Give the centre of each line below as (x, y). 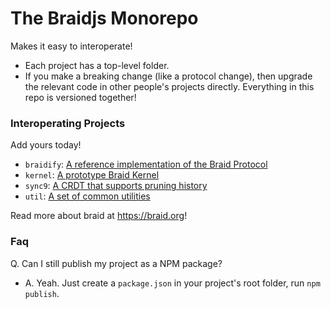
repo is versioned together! (80, 97)
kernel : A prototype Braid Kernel (92, 175)
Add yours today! (46, 145)
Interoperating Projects (68, 123)
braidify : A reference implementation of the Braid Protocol (146, 164)
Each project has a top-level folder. (97, 65)
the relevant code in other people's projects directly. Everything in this (169, 86)
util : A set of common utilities (87, 196)
